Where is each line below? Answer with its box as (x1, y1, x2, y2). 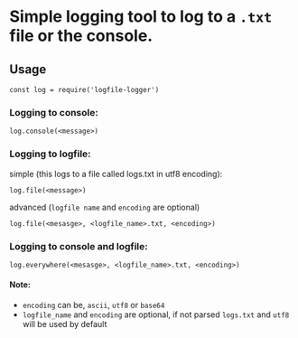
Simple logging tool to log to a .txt (9, 6, 273, 27)
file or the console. (9, 25, 154, 46)
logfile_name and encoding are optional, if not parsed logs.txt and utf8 (22, 309, 290, 320)
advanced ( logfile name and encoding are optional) (9, 202, 200, 212)
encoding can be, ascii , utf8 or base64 (22, 300, 165, 311)
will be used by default (22, 319, 107, 330)
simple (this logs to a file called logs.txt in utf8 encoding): (9, 168, 223, 179)
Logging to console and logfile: (9, 239, 149, 252)
